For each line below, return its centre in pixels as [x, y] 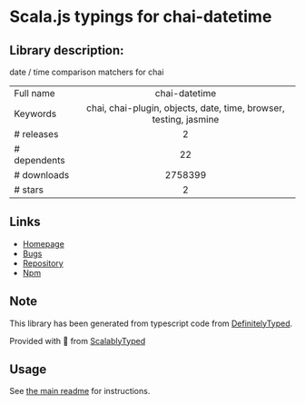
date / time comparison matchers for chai [87, 72]
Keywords [35, 114]
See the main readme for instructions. [80, 391]
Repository [43, 263]
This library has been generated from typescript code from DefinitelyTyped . [151, 323]
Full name [35, 93]
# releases [36, 134]
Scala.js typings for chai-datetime [141, 17]
